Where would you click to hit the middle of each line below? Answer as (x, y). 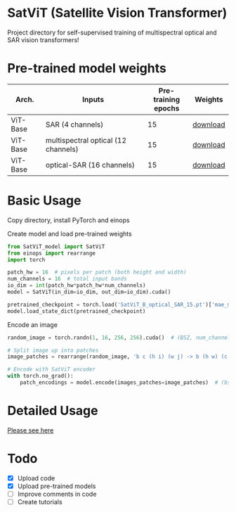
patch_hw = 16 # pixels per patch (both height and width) (97, 272)
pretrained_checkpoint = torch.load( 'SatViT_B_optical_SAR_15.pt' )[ (110, 305)
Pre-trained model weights (87, 69)
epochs (166, 108)
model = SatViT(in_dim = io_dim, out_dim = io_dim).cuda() (89, 292)
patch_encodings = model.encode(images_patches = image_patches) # (119, 383)
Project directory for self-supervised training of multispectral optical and (112, 32)
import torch (26, 260)
